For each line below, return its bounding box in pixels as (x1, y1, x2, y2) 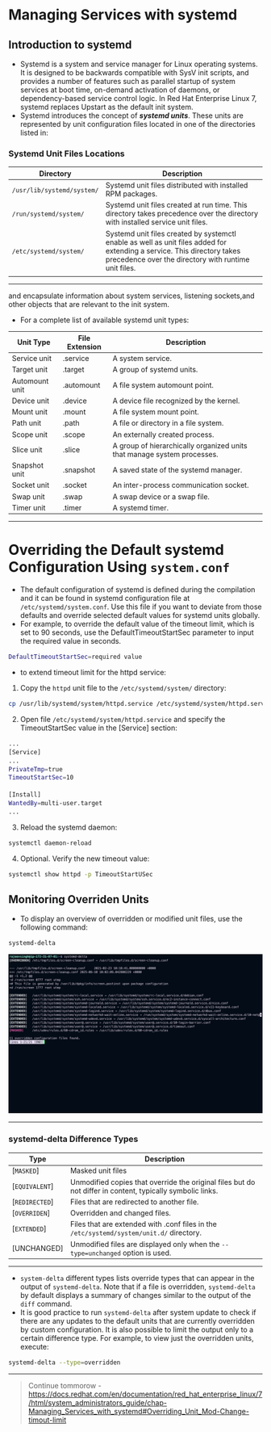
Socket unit (11, 481, 50, 490)
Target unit (11, 365, 48, 375)
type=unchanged (69, 1249, 121, 1258)
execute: (19, 1342, 50, 1352)
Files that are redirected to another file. (69, 1197, 199, 1207)
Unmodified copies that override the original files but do (69, 1177, 256, 1186)
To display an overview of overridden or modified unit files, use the (19, 914, 244, 924)
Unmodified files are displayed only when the (69, 1239, 220, 1249)
